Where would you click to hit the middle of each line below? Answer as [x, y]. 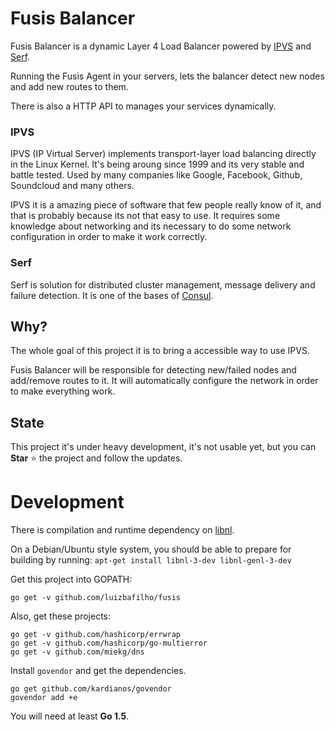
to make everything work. [63, 391]
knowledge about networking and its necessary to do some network [151, 226]
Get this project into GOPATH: [71, 579]
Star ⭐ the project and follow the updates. [96, 458]
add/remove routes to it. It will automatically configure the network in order [164, 381]
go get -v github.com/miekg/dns [77, 652]
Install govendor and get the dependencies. [98, 671]
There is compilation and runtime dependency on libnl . [122, 530]
